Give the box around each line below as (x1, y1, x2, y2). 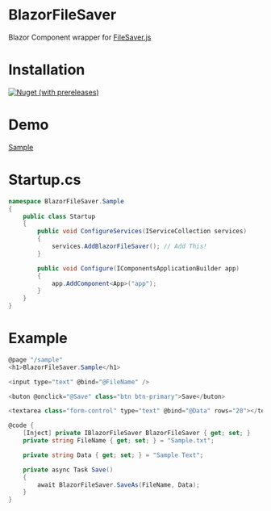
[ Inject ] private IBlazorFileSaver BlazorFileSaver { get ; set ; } (23, 429, 251, 438)
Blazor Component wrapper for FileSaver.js (8, 32, 152, 42)
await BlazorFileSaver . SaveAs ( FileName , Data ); (37, 480, 200, 489)
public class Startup (23, 212, 95, 220)
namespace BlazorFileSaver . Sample (8, 197, 125, 205)
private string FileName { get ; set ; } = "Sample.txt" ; (23, 437, 215, 445)
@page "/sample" (8, 355, 63, 364)
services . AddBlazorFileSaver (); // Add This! (51, 242, 207, 250)
